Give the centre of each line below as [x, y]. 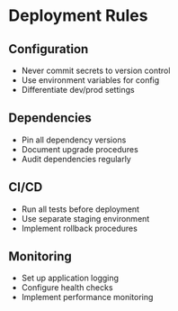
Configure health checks [67, 288]
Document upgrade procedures [80, 149]
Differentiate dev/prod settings [78, 90]
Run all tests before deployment [80, 209]
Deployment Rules [78, 16]
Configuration [49, 49]
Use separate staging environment [85, 218]
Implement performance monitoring [87, 297]
